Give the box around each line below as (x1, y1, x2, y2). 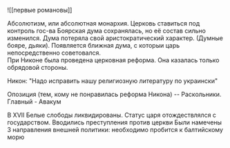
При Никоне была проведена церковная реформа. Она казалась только (7, 56, 220, 64)
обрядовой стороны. (7, 64, 68, 71)
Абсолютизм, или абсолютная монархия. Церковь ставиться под (7, 19, 200, 27)
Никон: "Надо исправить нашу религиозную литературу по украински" (7, 77, 218, 85)
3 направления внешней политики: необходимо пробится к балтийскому (7, 126, 223, 133)
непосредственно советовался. (7, 48, 102, 57)
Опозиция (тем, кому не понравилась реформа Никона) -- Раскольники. (7, 90, 222, 98)
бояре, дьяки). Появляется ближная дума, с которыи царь (7, 41, 180, 49)
